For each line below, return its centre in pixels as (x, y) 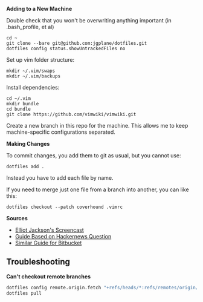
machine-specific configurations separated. (61, 132)
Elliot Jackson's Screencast (49, 230)
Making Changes (28, 144)
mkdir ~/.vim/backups (34, 76)
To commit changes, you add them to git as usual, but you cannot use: (94, 156)
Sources (17, 218)
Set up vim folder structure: (40, 60)
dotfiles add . (25, 166)
